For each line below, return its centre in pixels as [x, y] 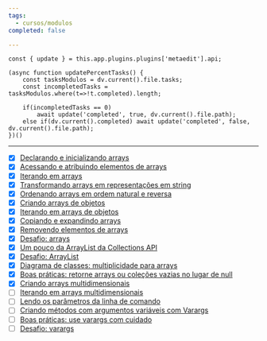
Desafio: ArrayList [49, 257]
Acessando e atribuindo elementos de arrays [93, 167]
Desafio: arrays [44, 238]
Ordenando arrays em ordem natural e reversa [96, 194]
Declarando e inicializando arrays [74, 158]
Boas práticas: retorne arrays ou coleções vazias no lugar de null [126, 274]
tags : [17, 15]
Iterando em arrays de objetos [69, 211]
